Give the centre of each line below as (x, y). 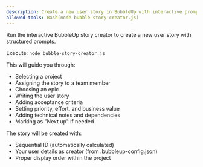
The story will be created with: (44, 133)
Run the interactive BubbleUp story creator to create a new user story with (99, 34)
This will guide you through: (41, 65)
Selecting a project (38, 76)
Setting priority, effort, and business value (67, 108)
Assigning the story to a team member (63, 83)
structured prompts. (31, 41)
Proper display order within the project (63, 157)
